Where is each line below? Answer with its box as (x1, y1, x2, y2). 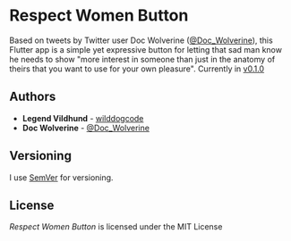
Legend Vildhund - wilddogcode (21, 112, 144, 123)
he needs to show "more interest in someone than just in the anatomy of (9, 54, 276, 64)
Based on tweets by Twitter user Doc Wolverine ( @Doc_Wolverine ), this (9, 35, 273, 46)
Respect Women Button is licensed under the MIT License (9, 221, 223, 232)
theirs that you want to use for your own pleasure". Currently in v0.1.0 (9, 63, 265, 74)
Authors (9, 89, 56, 104)
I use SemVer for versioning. (9, 171, 114, 183)
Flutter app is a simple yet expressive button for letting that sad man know (9, 44, 282, 54)
